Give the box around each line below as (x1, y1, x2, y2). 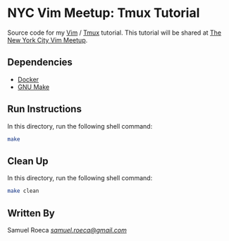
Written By (7, 207, 55, 219)
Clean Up (7, 155, 49, 167)
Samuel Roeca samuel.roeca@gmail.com (7, 225, 127, 234)
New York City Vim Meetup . (7, 35, 88, 44)
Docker (17, 75, 39, 83)
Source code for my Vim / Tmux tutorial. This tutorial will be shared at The (7, 28, 222, 37)
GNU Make (17, 83, 50, 91)
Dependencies (7, 57, 73, 69)
